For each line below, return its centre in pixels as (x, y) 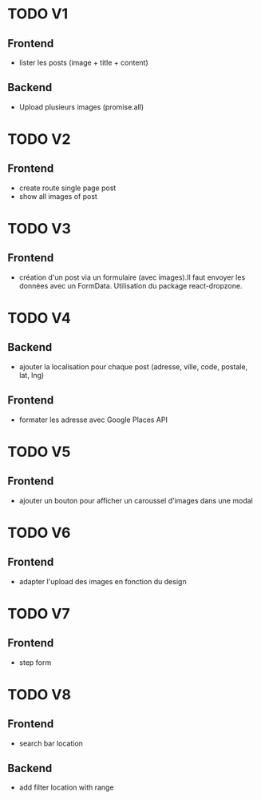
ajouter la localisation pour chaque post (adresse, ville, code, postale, (133, 366)
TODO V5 (39, 452)
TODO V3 (39, 229)
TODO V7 (39, 613)
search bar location (51, 743)
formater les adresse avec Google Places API (93, 420)
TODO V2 (39, 139)
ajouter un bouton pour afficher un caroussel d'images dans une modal (136, 500)
